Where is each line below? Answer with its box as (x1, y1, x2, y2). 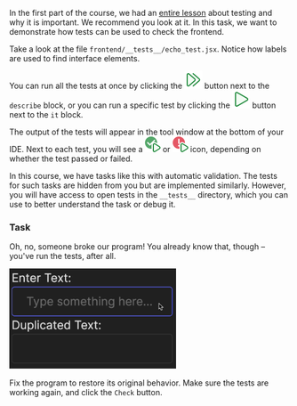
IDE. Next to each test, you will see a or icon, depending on (9, 144, 261, 154)
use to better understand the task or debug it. (9, 199, 176, 209)
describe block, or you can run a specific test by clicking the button (9, 100, 277, 110)
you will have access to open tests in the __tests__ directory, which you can (9, 190, 289, 199)
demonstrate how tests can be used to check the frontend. (9, 27, 225, 37)
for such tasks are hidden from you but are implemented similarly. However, (9, 180, 287, 191)
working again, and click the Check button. (9, 386, 163, 397)
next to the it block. (9, 110, 84, 119)
